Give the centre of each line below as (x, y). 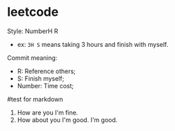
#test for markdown (35, 99)
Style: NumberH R (33, 31)
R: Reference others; (46, 71)
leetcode (33, 12)
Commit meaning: (32, 58)
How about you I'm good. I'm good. (67, 120)
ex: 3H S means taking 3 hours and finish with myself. (93, 44)
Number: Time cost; (45, 85)
